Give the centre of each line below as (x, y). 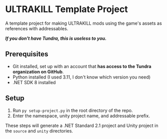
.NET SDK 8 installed (34, 82)
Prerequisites (27, 54)
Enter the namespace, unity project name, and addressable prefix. (81, 116)
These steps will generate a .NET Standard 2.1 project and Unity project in (82, 125)
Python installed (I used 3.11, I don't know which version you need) (81, 77)
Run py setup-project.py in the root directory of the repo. (73, 110)
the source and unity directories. (39, 131)
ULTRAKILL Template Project (67, 9)
